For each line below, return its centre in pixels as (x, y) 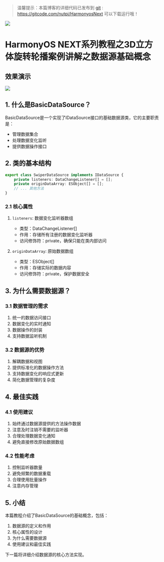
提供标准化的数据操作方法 (38, 367)
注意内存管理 (25, 486)
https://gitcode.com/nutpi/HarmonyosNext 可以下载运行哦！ (78, 14)
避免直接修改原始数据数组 (38, 442)
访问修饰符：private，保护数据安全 (54, 274)
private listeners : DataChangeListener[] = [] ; (63, 179)
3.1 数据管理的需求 (26, 306)
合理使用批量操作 (29, 480)
